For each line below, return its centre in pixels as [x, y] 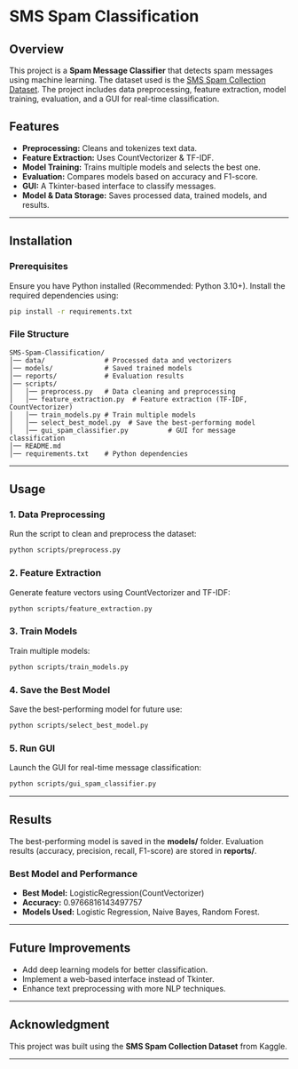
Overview [37, 49]
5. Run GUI [32, 748]
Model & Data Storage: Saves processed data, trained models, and [145, 195]
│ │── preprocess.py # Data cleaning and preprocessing [123, 391]
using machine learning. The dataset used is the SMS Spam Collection [137, 80]
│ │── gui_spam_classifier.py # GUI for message [123, 430]
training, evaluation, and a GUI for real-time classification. [114, 99]
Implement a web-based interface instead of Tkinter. [118, 978]
